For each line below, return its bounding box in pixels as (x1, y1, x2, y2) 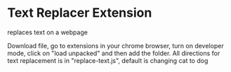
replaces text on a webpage (7, 28, 88, 36)
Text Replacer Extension (7, 5, 152, 21)
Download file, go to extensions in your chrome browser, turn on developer (7, 41, 224, 50)
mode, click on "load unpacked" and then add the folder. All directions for (7, 49, 220, 57)
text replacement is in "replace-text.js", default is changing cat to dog (7, 56, 209, 64)
